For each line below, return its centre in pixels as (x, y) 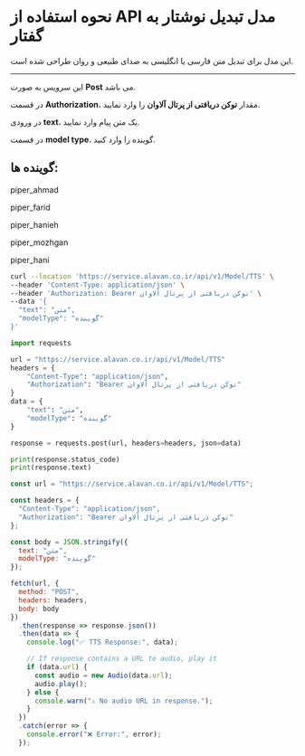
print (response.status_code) (65, 459)
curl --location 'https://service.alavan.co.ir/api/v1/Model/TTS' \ (142, 276)
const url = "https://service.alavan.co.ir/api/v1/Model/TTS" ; (132, 484)
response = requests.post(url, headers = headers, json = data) (126, 443)
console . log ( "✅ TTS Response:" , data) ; (103, 643)
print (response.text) (51, 468)
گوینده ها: (34, 168)
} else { (43, 692)
